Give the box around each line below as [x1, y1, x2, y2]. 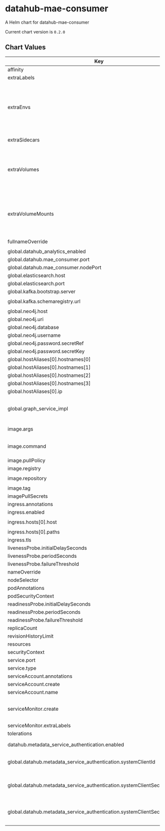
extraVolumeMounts [7, 210, 54, 217]
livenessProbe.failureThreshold [7, 560, 80, 567]
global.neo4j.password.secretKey [7, 348, 85, 355]
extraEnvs [7, 104, 31, 110]
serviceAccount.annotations [7, 673, 73, 680]
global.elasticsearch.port [7, 280, 65, 287]
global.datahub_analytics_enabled [7, 248, 86, 254]
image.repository [7, 474, 47, 481]
